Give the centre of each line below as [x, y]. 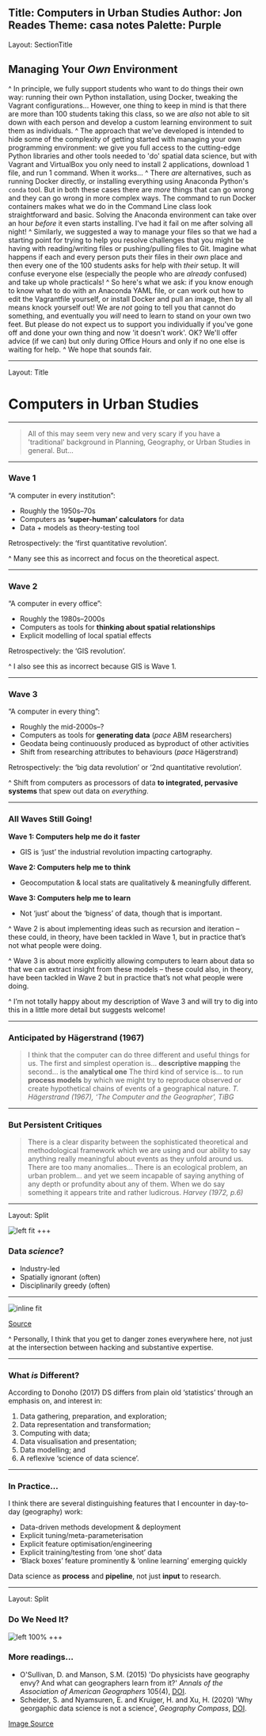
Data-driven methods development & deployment [100, 1527]
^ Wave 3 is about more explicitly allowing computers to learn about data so [131, 961]
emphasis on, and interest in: [55, 1400]
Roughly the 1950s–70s [58, 511]
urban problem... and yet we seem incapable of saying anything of [136, 1176]
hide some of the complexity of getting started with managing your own [125, 139]
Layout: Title [28, 372]
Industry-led [40, 1268]
